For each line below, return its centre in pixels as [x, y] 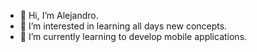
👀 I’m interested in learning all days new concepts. [123, 26]
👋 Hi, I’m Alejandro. [59, 15]
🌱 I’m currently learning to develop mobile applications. [133, 36]
